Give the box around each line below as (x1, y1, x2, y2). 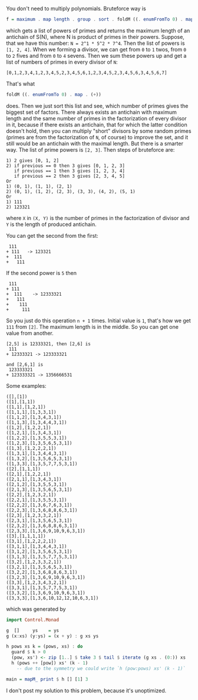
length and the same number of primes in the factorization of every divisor (6, 115, 187, 122)
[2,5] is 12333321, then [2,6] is (6, 341, 91, 347)
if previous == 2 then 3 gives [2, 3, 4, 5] (14, 173, 126, 179)
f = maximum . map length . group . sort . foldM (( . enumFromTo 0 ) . (6, 17, 183, 22)
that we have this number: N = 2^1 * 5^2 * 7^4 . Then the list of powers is (6, 40, 185, 47)
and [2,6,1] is (6, 361, 44, 368)
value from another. (6, 329, 54, 336)
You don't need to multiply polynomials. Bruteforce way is (6, 5, 146, 12)
